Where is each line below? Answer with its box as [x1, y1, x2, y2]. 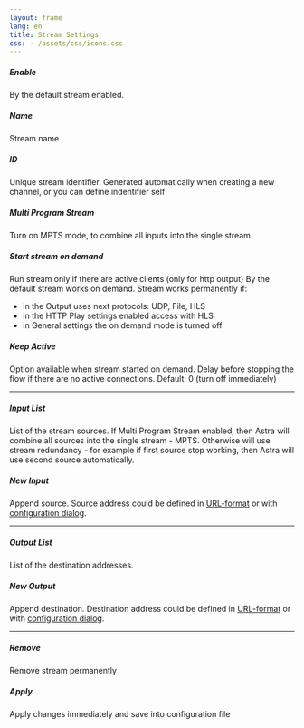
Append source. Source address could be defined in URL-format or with [9, 498, 278, 509]
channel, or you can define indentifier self [9, 187, 166, 198]
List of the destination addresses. [9, 559, 134, 570]
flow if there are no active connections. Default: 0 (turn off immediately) [9, 374, 278, 384]
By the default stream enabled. [9, 90, 125, 101]
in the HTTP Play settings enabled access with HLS [22, 310, 214, 322]
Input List [9, 403, 46, 413]
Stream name [9, 133, 60, 144]
